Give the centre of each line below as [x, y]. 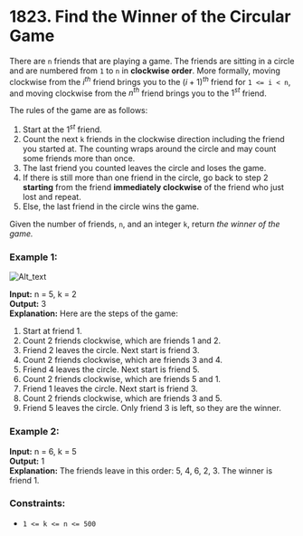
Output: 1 [27, 461]
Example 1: [33, 257]
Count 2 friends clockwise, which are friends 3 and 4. [123, 360]
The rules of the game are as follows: [79, 110]
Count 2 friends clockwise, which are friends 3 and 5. [122, 398]
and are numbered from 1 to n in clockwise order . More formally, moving [145, 71]
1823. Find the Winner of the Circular [150, 17]
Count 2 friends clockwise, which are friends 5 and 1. [122, 379]
